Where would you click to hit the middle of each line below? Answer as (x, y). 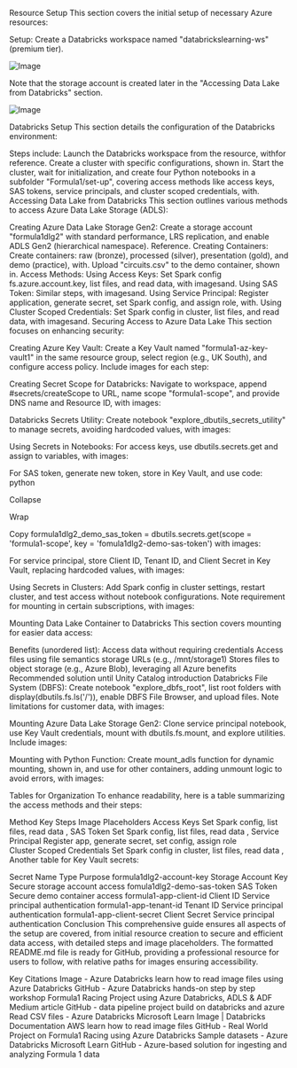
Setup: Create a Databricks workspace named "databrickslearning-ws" (139, 39)
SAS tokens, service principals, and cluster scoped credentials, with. (134, 191)
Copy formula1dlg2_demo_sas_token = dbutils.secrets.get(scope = (131, 534)
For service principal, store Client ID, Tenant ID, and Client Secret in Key (140, 561)
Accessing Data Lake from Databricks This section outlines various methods (148, 200)
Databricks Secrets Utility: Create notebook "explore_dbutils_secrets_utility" (148, 420)
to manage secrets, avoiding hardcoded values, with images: (120, 429)
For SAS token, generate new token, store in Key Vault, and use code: (136, 473)
